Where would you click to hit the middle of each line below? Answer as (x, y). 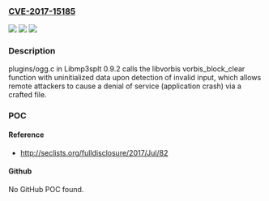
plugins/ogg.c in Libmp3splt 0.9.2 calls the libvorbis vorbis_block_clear (127, 68)
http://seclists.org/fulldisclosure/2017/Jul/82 (94, 152)
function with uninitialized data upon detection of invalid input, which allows (135, 77)
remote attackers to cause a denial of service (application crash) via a (125, 86)
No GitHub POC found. (46, 189)
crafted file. (28, 94)
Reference (26, 135)
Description (32, 51)
